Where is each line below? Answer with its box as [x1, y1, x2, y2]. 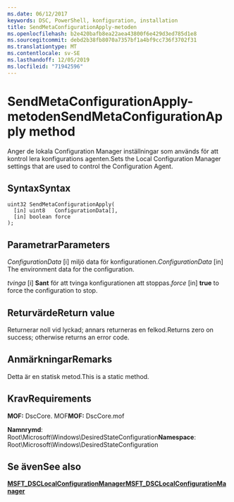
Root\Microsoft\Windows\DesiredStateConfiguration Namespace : [7, 433, 196, 441]
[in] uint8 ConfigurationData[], [13, 207, 118, 214]
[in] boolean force [13, 214, 71, 221]
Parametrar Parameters [7, 238, 111, 251]
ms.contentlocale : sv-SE [7, 50, 80, 57]
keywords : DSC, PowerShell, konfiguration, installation [7, 17, 178, 24]
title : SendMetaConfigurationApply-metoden [7, 23, 137, 30]
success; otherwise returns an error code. [7, 333, 130, 342]
